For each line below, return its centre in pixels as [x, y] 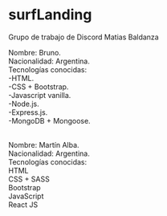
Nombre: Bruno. [35, 52]
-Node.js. [24, 104]
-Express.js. [28, 112]
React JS [23, 204]
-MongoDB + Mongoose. [49, 120]
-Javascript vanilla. [40, 95]
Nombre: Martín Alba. [44, 145]
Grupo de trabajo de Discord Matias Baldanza [83, 37]
